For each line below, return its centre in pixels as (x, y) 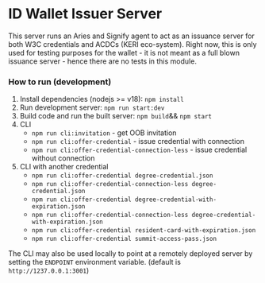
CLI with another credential (64, 167)
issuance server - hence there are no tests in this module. (102, 61)
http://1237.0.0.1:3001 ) (49, 270)
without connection (63, 158)
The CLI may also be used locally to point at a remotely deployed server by (131, 254)
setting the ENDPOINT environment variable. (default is (94, 262)
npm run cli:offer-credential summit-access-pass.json (124, 239)
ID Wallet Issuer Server (85, 14)
